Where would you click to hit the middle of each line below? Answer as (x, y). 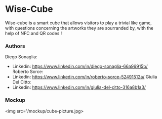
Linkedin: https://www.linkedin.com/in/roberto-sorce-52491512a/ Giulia (84, 77)
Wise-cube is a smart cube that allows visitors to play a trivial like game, (79, 23)
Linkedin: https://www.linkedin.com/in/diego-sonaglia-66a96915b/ (80, 66)
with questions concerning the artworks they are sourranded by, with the (79, 28)
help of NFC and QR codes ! (34, 33)
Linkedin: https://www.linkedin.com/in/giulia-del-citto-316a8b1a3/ (79, 87)
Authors (15, 46)
